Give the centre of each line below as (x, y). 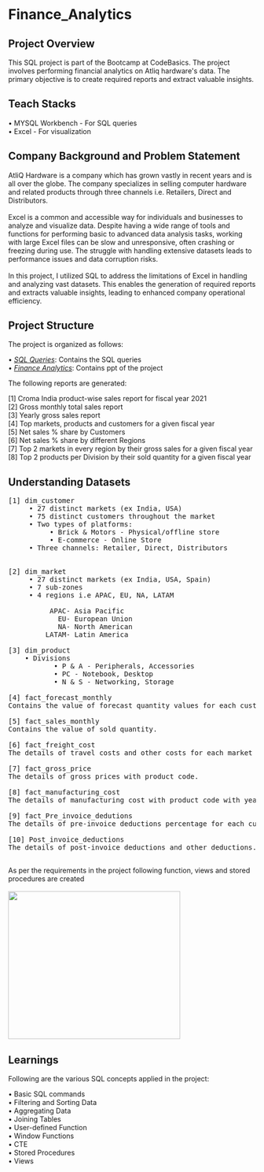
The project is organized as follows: (66, 344)
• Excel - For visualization (50, 131)
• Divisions (48, 659)
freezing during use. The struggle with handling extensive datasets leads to (130, 251)
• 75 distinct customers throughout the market (122, 517)
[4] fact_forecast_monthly (60, 698)
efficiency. (25, 300)
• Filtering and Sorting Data (53, 1103)
